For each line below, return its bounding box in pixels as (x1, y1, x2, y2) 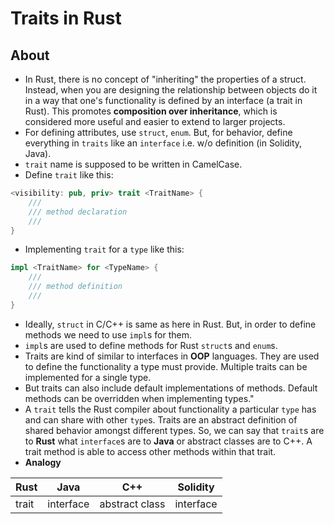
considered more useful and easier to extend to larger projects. (24, 116, 286, 127)
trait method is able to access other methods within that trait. (24, 445, 277, 457)
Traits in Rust (10, 7, 122, 30)
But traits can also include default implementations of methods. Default (24, 382, 318, 394)
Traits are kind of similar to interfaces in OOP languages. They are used (24, 350, 320, 362)
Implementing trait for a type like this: (24, 243, 185, 256)
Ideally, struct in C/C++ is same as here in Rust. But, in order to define (24, 318, 317, 330)
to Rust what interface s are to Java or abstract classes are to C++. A (24, 435, 313, 447)
